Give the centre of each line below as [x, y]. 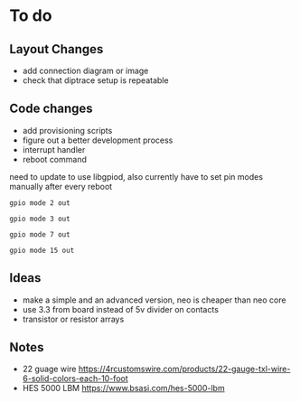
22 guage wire [49, 369]
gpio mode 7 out [40, 234]
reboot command [55, 159]
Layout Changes [56, 49]
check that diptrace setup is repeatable [95, 80]
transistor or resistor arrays [73, 319]
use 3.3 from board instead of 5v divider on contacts [121, 309]
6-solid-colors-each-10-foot [75, 379]
